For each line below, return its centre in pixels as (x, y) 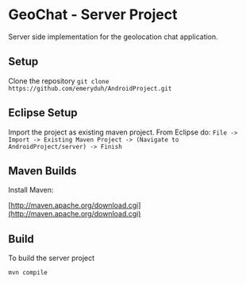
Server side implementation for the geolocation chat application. (113, 37)
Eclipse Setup (43, 113)
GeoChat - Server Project (93, 15)
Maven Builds (42, 171)
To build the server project (52, 258)
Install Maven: (31, 190)
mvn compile (28, 273)
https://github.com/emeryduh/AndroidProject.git (90, 88)
